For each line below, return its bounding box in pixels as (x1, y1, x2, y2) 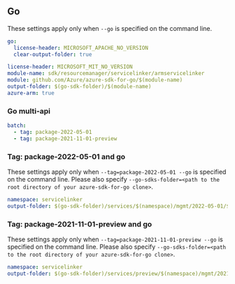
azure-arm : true (7, 89, 55, 97)
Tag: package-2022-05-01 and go (7, 151, 126, 161)
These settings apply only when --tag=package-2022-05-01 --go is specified (7, 168, 227, 176)
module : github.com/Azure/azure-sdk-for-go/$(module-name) (7, 76, 183, 83)
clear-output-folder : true (13, 50, 92, 58)
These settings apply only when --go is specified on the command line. (7, 24, 212, 32)
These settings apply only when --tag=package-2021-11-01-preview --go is (7, 235, 224, 244)
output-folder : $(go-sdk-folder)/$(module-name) (7, 83, 152, 90)
